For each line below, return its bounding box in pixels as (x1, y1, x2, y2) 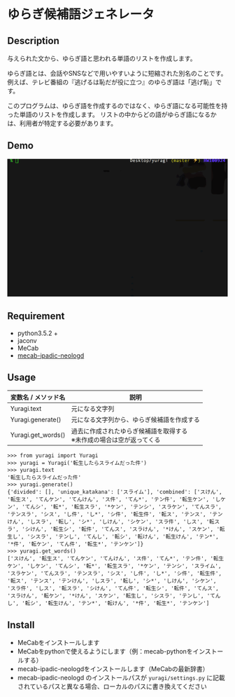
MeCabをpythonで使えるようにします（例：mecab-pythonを (17, 647, 194, 656)
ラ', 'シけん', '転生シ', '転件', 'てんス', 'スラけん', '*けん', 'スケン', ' (7, 526, 220, 533)
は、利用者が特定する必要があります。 (7, 119, 117, 127)
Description (7, 34, 59, 46)
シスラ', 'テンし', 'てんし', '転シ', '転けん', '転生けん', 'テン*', (30, 534, 219, 541)
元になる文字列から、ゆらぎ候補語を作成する (71, 415, 201, 424)
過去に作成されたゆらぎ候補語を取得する (71, 426, 188, 435)
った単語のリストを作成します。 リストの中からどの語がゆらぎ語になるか (7, 110, 217, 119)
